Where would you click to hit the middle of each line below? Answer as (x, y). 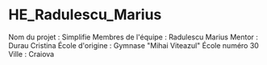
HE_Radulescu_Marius (85, 15)
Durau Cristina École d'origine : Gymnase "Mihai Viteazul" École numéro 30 (134, 45)
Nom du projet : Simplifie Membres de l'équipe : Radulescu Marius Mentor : (133, 37)
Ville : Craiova (31, 54)
